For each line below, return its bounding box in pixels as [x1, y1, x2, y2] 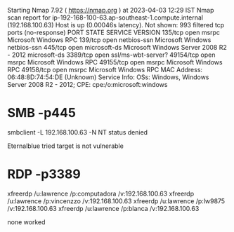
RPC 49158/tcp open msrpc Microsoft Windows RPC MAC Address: [7, 66, 202, 74]
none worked [7, 217, 46, 226]
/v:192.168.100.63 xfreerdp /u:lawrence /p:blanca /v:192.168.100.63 [7, 204, 200, 212]
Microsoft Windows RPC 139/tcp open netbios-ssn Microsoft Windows [7, 36, 212, 44]
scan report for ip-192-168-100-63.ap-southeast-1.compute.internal [7, 13, 204, 22]
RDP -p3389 [7, 166, 81, 182]
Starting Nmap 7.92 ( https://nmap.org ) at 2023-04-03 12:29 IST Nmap [7, 6, 214, 14]
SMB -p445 [7, 105, 76, 121]
